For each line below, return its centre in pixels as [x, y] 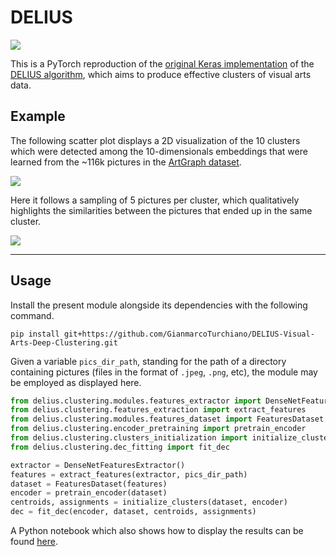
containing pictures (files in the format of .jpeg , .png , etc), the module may [164, 372]
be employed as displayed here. [76, 382]
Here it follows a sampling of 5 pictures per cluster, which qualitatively [155, 200]
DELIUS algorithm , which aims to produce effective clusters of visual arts [161, 74]
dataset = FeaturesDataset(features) [89, 484]
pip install [35, 334]
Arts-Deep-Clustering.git [64, 342]
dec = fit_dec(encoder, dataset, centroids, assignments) [133, 512]
